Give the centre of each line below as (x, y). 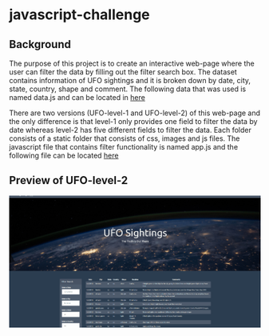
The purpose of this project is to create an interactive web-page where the (132, 63)
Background (40, 44)
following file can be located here (64, 155)
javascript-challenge (79, 15)
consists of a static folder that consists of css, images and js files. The (125, 138)
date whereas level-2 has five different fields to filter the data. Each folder (131, 130)
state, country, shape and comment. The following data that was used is (128, 89)
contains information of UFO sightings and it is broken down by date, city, (130, 80)
